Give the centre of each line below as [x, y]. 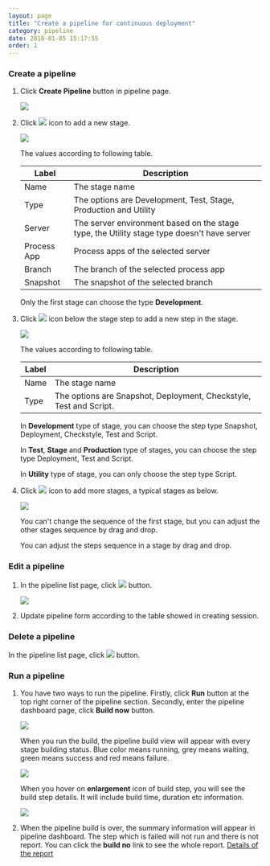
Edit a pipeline [37, 566]
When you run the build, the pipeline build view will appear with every [135, 741]
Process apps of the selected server [142, 252]
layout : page [30, 16]
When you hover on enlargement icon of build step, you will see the [133, 789]
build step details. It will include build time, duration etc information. [132, 798]
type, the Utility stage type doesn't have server [162, 233]
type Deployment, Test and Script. [77, 458]
